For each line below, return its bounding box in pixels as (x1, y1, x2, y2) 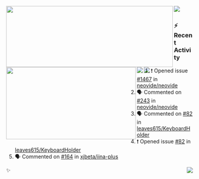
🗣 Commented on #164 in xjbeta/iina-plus (14, 153, 118, 160)
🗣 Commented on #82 (137, 110, 193, 117)
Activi (174, 46, 191, 54)
